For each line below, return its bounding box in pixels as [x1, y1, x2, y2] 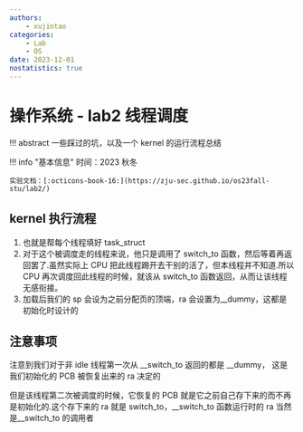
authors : [9, 13, 43, 23]
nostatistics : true [9, 64, 83, 73]
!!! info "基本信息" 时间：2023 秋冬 [9, 156, 138, 168]
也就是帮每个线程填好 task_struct [22, 236, 146, 247]
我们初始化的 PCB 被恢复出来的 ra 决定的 [9, 370, 161, 381]
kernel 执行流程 [9, 211, 97, 226]
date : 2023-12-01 [9, 55, 75, 64]
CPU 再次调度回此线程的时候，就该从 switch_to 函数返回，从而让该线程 [22, 271, 288, 282]
